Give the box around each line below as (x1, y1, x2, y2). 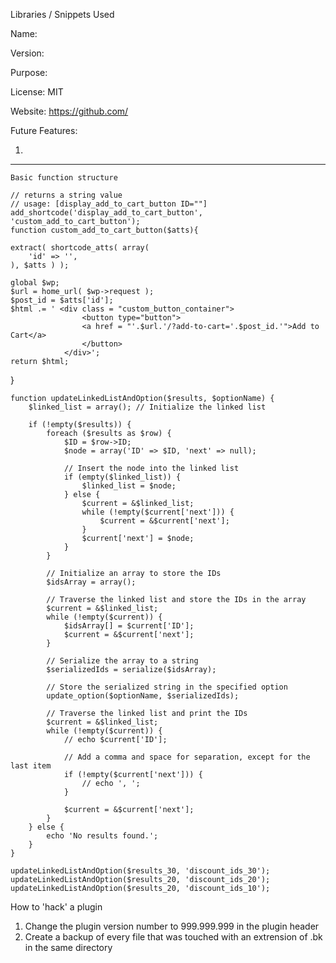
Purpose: (10, 67, 48, 78)
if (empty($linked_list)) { (63, 472, 182, 482)
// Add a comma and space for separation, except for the (63, 752, 311, 762)
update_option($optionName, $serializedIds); (46, 691, 240, 701)
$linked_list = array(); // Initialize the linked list (28, 402, 267, 412)
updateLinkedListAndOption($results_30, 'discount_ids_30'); (10, 866, 271, 876)
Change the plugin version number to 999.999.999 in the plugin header (24, 920, 320, 932)
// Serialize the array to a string (46, 656, 199, 666)
